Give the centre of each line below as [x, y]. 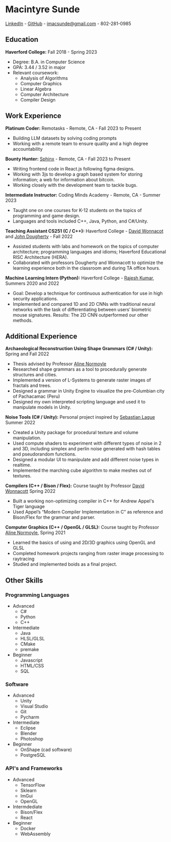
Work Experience [33, 116]
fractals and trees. [32, 386]
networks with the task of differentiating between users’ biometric [82, 309]
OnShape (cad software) [46, 750]
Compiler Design [38, 100]
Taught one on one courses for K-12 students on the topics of [77, 210]
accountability [28, 149]
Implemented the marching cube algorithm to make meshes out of [82, 470]
